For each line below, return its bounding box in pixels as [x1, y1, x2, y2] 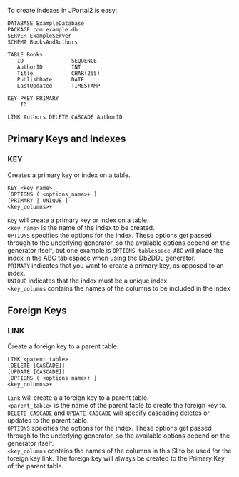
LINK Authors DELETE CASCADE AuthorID [7, 114, 123, 121]
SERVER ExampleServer [7, 32, 72, 39]
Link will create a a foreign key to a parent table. [7, 393, 149, 402]
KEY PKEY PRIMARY [7, 95, 59, 102]
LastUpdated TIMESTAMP [16, 82, 101, 89]
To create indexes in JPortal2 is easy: [7, 6, 118, 14]
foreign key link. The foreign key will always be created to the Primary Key [7, 454, 225, 463]
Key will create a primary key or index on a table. [7, 216, 149, 224]
